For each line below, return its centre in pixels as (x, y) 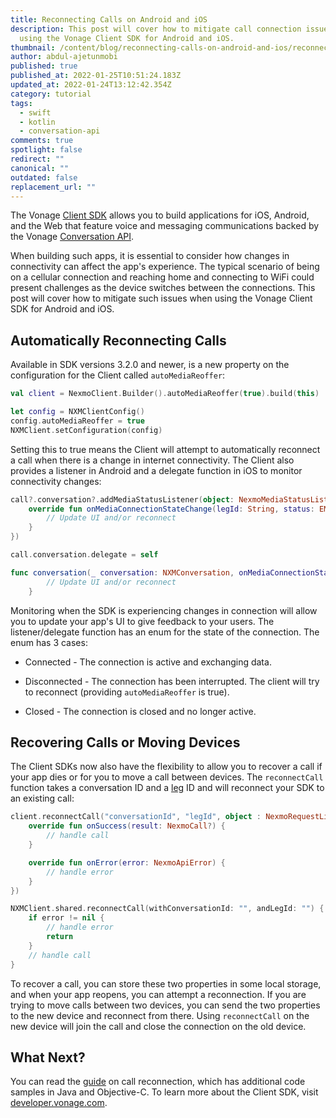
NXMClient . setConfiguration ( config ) (86, 430)
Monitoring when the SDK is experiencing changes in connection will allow (164, 610)
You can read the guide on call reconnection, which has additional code (158, 1082)
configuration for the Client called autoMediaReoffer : (118, 375)
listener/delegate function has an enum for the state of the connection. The (165, 632)
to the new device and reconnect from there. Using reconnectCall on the (160, 1015)
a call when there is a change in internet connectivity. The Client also (152, 460)
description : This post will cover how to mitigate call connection (156, 29)
